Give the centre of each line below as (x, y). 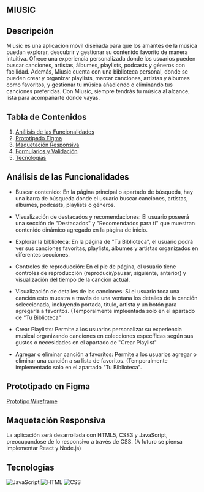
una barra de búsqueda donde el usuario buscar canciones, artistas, (101, 198)
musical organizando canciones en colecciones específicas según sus (104, 336)
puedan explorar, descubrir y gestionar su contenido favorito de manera (97, 52)
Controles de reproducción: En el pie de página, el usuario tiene (96, 267)
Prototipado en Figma (48, 386)
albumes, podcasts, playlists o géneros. (65, 205)
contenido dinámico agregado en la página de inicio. (81, 230)
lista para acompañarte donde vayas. (53, 98)
